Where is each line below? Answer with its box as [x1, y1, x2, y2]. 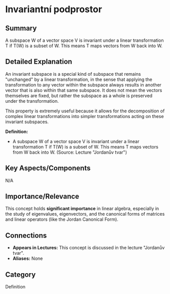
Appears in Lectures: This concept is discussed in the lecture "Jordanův [12, 245, 165, 251]
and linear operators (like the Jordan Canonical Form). [5, 216, 118, 222]
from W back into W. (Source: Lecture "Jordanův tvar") [12, 149, 127, 155]
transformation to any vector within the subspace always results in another [5, 81, 161, 87]
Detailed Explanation [5, 57, 73, 66]
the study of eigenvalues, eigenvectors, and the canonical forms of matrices [5, 211, 165, 217]
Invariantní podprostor [5, 4, 103, 15]
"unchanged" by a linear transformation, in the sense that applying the [5, 76, 152, 82]
